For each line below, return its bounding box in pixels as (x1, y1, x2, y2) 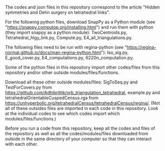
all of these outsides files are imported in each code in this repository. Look (5, 106, 159, 111)
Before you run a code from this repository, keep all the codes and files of (5, 125, 156, 131)
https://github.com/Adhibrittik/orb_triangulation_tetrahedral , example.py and (5, 90, 161, 95)
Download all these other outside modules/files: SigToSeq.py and (5, 79, 138, 85)
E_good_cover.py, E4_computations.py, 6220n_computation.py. (5, 55, 134, 61)
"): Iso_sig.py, (101, 49, 129, 55)
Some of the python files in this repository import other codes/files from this (5, 64, 160, 70)
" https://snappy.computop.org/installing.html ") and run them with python (5, 24, 154, 30)
